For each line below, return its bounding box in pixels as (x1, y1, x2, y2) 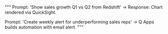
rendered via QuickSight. (5, 9, 57, 15)
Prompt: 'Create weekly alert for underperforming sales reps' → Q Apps (5, 19, 154, 25)
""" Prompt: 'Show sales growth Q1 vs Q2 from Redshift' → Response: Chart (5, 4, 163, 10)
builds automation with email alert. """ (5, 24, 84, 30)
